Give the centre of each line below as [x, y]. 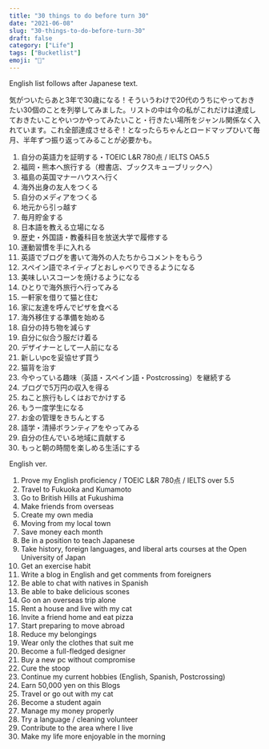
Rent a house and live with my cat [76, 608]
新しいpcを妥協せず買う [60, 357]
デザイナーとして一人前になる [70, 347]
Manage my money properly [67, 711]
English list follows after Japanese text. [74, 83]
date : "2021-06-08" [42, 23]
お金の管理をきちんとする [63, 417]
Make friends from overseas [67, 506]
